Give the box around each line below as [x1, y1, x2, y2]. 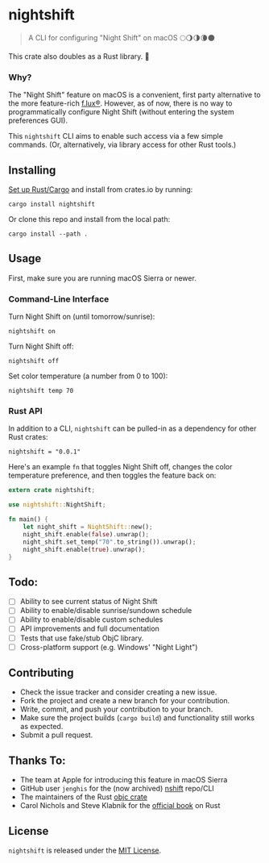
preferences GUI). [8, 115, 68, 126]
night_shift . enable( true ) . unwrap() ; [23, 545, 147, 553]
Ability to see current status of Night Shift [19, 597, 158, 607]
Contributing [8, 666, 74, 680]
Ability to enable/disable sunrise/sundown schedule [19, 606, 192, 615]
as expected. [19, 722, 64, 732]
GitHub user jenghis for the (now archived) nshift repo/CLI [19, 784, 215, 794]
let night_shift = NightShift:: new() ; [23, 523, 153, 532]
